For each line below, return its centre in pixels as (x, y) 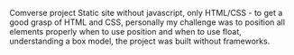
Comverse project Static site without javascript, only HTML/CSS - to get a (146, 13)
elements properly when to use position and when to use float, (125, 31)
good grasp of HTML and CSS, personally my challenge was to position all (147, 22)
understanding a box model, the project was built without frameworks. (140, 41)
